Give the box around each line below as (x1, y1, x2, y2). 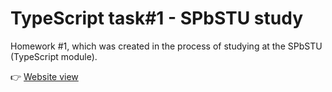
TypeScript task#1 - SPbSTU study (10, 7, 303, 30)
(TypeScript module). (10, 50, 98, 62)
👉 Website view (10, 70, 79, 82)
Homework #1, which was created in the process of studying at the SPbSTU (10, 40, 323, 52)
